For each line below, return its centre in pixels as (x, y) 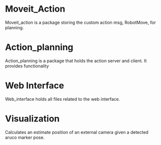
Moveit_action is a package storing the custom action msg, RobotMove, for (80, 22)
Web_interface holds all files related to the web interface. (63, 99)
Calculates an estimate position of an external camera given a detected (77, 132)
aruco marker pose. (25, 137)
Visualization (32, 119)
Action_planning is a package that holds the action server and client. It (76, 61)
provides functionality (27, 66)
